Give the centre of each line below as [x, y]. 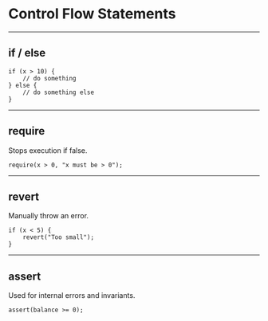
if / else [27, 53]
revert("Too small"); [58, 237]
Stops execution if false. [48, 150]
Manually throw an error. [49, 216]
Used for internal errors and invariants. [72, 296]
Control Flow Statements [92, 14]
